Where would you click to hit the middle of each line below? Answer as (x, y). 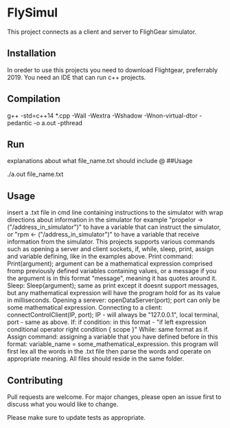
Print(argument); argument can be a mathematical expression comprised (110, 264)
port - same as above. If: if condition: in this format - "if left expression (107, 322)
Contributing (35, 380)
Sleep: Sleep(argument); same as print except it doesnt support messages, (113, 286)
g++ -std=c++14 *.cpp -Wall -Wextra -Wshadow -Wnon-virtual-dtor (102, 116)
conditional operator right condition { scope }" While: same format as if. (108, 330)
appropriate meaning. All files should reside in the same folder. (95, 359)
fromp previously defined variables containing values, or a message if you (112, 271)
